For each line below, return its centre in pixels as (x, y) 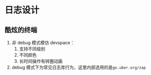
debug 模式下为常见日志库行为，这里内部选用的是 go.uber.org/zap (79, 67)
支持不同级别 (32, 49)
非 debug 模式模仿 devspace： (43, 43)
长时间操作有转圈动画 (41, 61)
